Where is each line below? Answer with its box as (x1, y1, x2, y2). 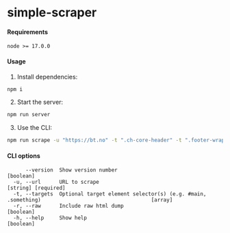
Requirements (7, 27, 49, 36)
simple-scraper (7, 5, 97, 20)
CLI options (7, 152, 40, 160)
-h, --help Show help (13, 215, 88, 221)
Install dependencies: (16, 72, 78, 81)
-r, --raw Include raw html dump (13, 203, 125, 210)
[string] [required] (7, 184, 66, 192)
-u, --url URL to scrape (13, 179, 99, 186)
